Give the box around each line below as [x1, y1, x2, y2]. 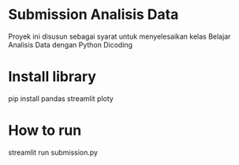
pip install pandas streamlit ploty [8, 93, 114, 103]
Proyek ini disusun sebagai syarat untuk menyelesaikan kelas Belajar [8, 32, 231, 41]
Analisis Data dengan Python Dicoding [8, 39, 133, 49]
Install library [8, 68, 97, 86]
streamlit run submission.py [8, 148, 99, 157]
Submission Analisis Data [8, 6, 179, 24]
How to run [8, 122, 82, 140]
